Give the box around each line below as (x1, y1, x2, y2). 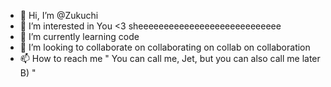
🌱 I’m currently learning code (19, 31, 140, 42)
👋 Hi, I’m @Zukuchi (19, 10, 99, 21)
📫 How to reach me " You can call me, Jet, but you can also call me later (19, 53, 321, 64)
